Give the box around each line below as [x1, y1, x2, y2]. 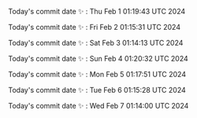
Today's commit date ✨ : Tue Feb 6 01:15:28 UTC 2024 [8, 86, 187, 94]
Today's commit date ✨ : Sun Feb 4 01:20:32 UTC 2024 [8, 54, 189, 63]
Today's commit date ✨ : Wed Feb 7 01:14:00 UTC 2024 [8, 101, 189, 110]
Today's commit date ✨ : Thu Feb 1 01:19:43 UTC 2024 [8, 7, 186, 16]
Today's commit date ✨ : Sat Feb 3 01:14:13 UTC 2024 [8, 39, 184, 47]
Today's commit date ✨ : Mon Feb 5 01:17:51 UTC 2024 [8, 70, 187, 79]
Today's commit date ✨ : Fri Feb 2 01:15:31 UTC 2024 [8, 23, 181, 31]
